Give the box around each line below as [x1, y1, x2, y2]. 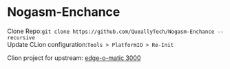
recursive [7, 34, 36, 41]
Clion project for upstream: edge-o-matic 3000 [7, 53, 141, 62]
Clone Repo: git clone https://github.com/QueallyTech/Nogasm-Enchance [7, 27, 215, 35]
